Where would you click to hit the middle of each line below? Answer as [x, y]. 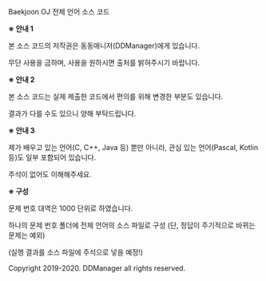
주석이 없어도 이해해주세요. [50, 174]
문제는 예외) [27, 235]
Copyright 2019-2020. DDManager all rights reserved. [97, 268]
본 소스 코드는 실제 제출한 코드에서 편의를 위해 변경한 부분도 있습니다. [116, 97]
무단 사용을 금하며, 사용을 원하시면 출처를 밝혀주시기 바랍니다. [104, 63]
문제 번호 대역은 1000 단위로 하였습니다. [71, 208]
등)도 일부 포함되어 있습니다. [52, 157]
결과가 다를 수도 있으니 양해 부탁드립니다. [72, 113]
